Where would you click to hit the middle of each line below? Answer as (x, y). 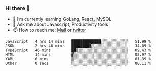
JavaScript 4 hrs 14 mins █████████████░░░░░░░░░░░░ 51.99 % (78, 42)
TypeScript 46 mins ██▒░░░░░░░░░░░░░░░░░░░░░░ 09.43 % (78, 50)
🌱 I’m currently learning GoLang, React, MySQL (62, 19)
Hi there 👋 (18, 8)
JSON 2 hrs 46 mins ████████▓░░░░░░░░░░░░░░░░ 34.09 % (78, 46)
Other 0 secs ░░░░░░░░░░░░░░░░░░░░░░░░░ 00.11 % (78, 64)
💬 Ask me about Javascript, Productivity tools (60, 24)
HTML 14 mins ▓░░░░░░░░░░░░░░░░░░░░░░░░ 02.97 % (78, 55)
